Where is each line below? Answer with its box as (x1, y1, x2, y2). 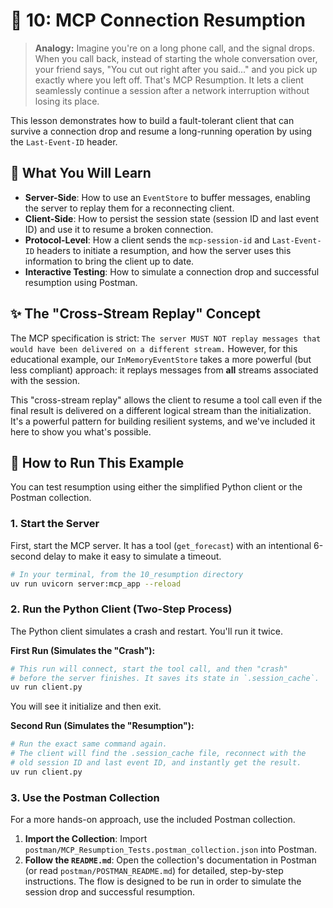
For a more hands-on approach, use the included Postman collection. (10, 814, 296, 826)
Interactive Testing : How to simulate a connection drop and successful (24, 265, 320, 278)
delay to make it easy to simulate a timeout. (43, 550, 222, 562)
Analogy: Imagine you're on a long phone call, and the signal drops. (34, 42, 315, 54)
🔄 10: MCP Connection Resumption (10, 9, 306, 32)
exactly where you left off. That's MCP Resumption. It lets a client (34, 74, 304, 86)
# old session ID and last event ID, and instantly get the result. (10, 758, 302, 768)
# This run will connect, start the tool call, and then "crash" (10, 664, 288, 674)
